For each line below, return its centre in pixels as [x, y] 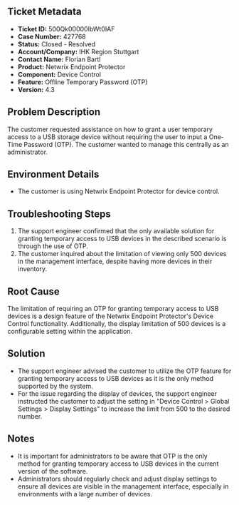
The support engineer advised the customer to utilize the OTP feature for [124, 371]
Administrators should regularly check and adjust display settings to [117, 479]
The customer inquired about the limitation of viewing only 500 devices [122, 254]
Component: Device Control [59, 74]
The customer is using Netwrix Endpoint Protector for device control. [118, 191]
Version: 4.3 [36, 89]
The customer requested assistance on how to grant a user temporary [110, 129]
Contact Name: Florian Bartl [59, 59]
